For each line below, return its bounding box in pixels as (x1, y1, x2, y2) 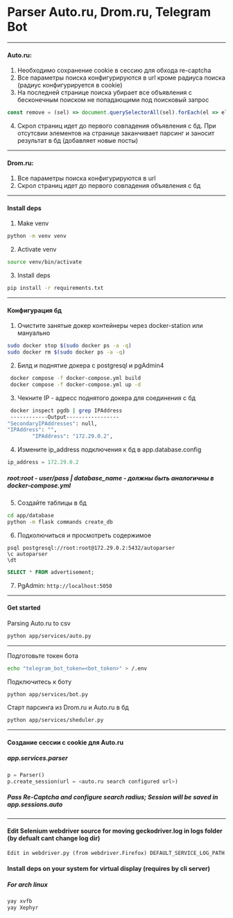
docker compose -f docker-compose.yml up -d (10, 381, 141, 388)
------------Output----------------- (10, 413, 119, 420)
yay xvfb (7, 898, 33, 905)
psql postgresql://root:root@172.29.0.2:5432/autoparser (7, 544, 175, 551)
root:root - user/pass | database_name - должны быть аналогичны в (7, 474, 214, 482)
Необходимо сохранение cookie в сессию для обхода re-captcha (17, 67, 212, 75)
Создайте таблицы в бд (17, 499, 87, 507)
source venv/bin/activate (7, 259, 82, 266)
